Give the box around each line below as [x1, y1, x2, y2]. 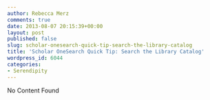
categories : [7, 61, 41, 68]
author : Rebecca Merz [7, 10, 70, 17]
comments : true [7, 16, 51, 23]
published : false [7, 36, 57, 42]
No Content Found [7, 86, 60, 95]
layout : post [7, 29, 45, 36]
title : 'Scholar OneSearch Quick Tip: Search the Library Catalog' [7, 49, 205, 55]
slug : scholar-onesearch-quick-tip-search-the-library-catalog [7, 42, 193, 49]
